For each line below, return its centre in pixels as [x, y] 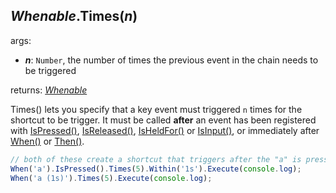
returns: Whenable [49, 90]
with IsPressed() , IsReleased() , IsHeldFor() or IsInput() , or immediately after [165, 130]
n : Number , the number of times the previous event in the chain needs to [171, 60]
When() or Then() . [47, 141]
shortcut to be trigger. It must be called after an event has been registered [163, 120]
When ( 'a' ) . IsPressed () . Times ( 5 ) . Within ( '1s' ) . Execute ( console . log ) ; [156, 169]
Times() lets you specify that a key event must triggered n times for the [156, 109]
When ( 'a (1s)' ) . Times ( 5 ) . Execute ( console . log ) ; [111, 178]
